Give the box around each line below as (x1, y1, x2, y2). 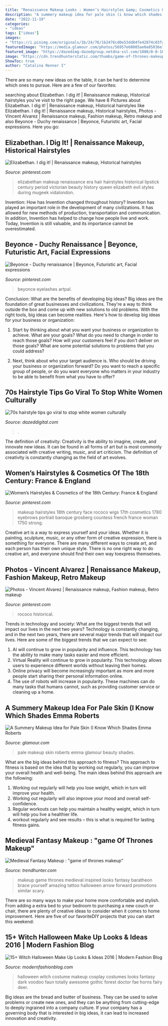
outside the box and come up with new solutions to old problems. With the (5, 306, 158, 312)
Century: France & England (5, 476, 91, 485)
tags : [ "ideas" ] (5, 31, 39, 36)
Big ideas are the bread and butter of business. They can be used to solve (5, 994, 157, 1000)
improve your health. (12, 790, 55, 796)
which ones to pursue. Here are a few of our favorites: (5, 82, 116, 88)
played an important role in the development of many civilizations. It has (5, 204, 153, 210)
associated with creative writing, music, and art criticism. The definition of (5, 449, 158, 455)
